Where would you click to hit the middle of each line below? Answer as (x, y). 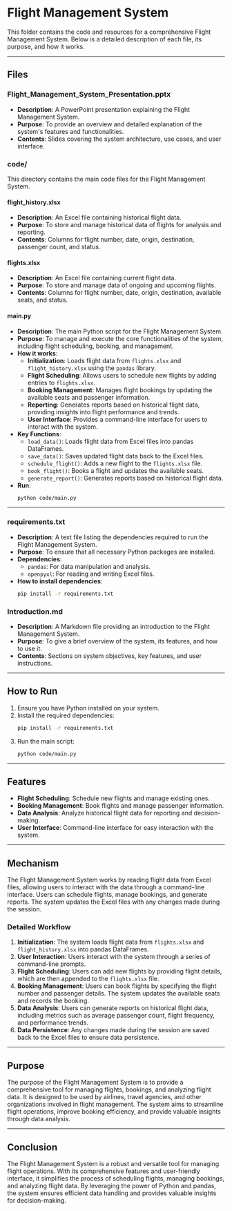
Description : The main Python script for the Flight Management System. (120, 331)
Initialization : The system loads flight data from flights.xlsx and (110, 942)
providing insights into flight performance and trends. (103, 411)
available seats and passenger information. (89, 397)
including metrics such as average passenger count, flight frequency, (116, 1016)
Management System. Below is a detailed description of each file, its (105, 39)
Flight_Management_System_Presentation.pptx (89, 95)
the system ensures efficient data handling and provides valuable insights (112, 1193)
